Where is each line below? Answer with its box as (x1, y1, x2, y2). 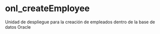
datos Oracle (5, 24, 31, 30)
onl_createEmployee (5, 3, 90, 14)
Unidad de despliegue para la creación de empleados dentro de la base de (5, 19, 155, 25)
